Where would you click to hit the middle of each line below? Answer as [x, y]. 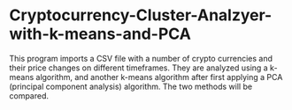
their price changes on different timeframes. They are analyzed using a [138, 68]
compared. [29, 95]
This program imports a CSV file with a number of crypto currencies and [141, 58]
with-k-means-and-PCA [100, 34]
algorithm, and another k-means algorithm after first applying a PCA [159, 77]
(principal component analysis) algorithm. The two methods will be [131, 86]
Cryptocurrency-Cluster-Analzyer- [141, 15]
